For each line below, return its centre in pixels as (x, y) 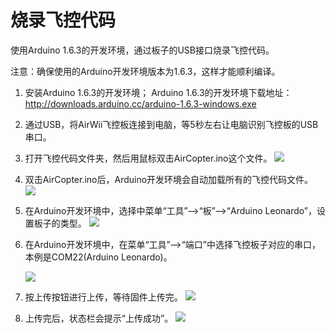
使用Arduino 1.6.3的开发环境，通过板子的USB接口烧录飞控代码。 (142, 50)
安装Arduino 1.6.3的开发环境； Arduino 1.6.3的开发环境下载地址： (158, 92)
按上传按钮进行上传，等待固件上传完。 (103, 297)
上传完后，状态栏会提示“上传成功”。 (99, 318)
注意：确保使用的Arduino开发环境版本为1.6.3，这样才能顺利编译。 (145, 71)
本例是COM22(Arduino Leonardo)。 (98, 257)
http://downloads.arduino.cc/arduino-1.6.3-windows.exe (140, 103)
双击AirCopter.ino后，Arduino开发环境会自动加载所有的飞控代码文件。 (169, 179)
